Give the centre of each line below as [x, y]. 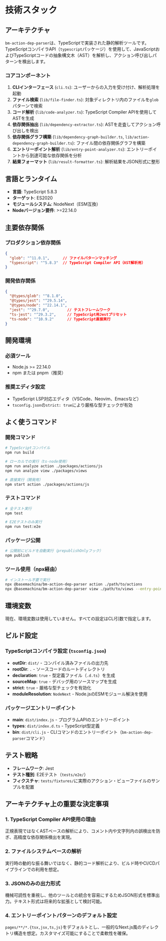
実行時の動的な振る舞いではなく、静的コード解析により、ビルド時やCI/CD [80, 863]
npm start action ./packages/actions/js [47, 484]
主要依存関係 [25, 227]
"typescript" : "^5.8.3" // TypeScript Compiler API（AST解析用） [78, 263]
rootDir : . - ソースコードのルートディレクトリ [59, 669]
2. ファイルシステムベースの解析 [43, 851]
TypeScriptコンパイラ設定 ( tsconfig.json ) [56, 651]
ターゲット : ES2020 [32, 198]
